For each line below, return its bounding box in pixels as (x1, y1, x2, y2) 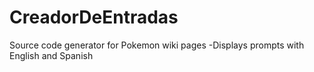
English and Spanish (9, 49, 94, 61)
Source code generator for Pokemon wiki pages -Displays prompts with (9, 39, 305, 51)
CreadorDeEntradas (9, 6, 179, 29)
